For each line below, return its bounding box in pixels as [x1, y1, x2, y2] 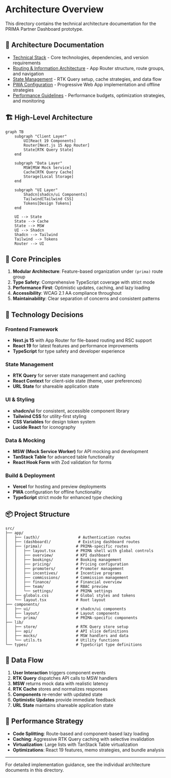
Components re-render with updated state [12, 691, 103, 697]
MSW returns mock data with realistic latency [12, 680, 108, 687]
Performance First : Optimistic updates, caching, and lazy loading [12, 285, 150, 291]
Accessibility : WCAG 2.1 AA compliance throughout [12, 290, 122, 296]
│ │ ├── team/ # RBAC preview [5, 584, 108, 590]
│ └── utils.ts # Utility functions [5, 638, 120, 643]
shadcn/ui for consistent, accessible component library [12, 408, 130, 414]
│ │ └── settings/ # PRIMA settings [5, 588, 113, 594]
